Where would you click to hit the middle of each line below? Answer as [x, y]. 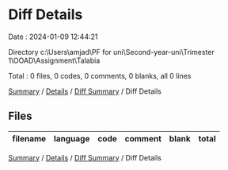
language [72, 138]
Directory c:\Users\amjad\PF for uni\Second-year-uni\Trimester [112, 52]
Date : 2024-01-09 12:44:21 [53, 37]
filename [29, 138]
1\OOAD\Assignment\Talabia [54, 60]
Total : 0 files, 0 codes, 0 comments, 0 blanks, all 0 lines [100, 75]
